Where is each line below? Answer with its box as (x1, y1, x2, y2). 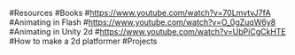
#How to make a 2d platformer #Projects (9, 35, 158, 46)
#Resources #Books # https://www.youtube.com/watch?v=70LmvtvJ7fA (9, 8, 272, 18)
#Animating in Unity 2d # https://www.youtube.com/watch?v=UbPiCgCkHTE (9, 27, 286, 36)
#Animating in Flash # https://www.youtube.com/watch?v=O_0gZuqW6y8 (9, 17, 276, 27)
